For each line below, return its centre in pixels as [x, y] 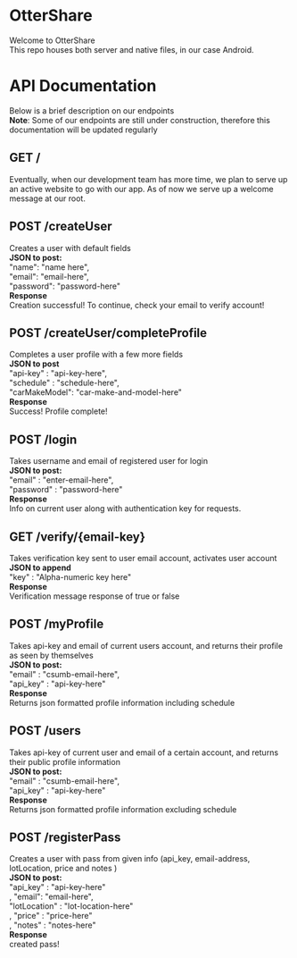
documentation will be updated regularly [83, 130]
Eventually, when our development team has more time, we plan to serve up [148, 179]
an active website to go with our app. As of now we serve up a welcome [141, 189]
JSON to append [40, 567]
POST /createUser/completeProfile [108, 333]
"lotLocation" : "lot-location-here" [71, 906]
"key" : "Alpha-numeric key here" [70, 576]
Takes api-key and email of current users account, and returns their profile [146, 645]
